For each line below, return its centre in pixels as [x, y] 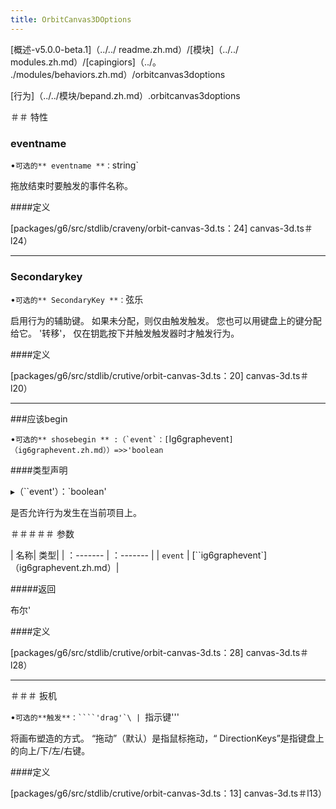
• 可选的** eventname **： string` [74, 165]
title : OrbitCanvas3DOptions [71, 19]
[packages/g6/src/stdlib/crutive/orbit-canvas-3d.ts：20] [127, 376]
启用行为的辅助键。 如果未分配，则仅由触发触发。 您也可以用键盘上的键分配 [166, 321]
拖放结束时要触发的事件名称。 [71, 185]
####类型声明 [39, 470]
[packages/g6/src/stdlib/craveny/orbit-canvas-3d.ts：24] [129, 228]
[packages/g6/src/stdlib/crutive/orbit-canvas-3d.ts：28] [127, 653]
